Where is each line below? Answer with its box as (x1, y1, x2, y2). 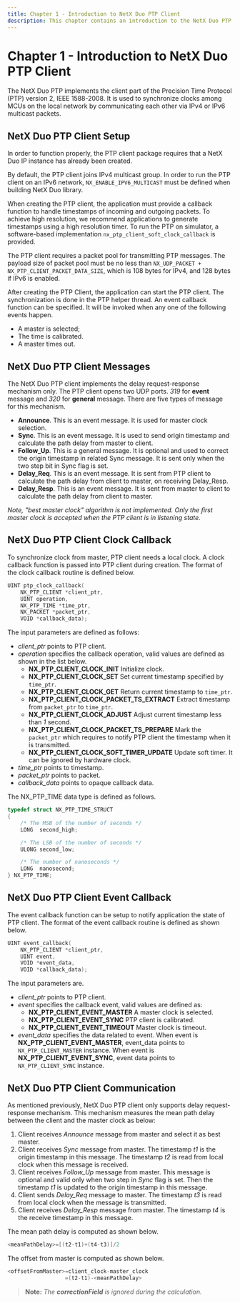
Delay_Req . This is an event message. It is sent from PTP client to (17, 469, 211, 478)
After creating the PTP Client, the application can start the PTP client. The (7, 288, 224, 296)
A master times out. (17, 340, 76, 349)
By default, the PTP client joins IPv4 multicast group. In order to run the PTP (7, 171, 231, 179)
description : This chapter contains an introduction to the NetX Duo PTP (7, 17, 232, 24)
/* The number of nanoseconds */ (20, 859, 120, 866)
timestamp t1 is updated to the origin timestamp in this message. (17, 1183, 208, 1192)
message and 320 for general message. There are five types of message (7, 394, 224, 404)
